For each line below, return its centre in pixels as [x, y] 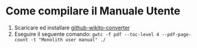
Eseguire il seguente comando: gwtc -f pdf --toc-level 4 [87, 34]
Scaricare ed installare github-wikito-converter [72, 28]
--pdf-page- [177, 34]
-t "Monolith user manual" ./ [68, 40]
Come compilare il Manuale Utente [93, 11]
